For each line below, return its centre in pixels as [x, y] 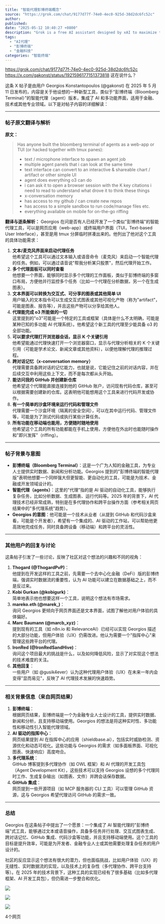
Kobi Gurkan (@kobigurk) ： [41, 592]
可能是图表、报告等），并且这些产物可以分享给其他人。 [67, 306]
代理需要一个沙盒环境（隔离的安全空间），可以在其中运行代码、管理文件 [84, 410]
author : [13, 19]
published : [16, 23]
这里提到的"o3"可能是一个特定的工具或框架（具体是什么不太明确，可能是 [86, 318]
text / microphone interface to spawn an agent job [75, 159]
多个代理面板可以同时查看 [38, 269]
